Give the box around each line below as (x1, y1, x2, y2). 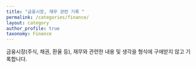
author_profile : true (6, 25, 60, 32)
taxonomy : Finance (6, 31, 52, 37)
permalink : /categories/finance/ (6, 14, 89, 20)
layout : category (6, 20, 49, 26)
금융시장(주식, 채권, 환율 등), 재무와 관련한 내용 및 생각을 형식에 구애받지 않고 (6, 48, 185, 55)
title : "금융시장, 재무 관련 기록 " (6, 8, 85, 15)
